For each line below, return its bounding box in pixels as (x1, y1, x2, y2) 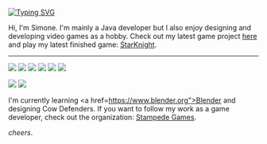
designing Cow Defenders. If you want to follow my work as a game (8, 104, 230, 113)
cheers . (8, 128, 33, 137)
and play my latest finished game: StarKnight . (8, 40, 157, 49)
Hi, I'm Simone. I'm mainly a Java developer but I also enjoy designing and (8, 23, 252, 32)
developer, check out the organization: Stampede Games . (8, 112, 197, 122)
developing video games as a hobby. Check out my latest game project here (8, 32, 257, 41)
